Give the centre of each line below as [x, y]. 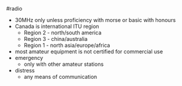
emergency [29, 58]
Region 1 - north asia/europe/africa [67, 45]
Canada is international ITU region [57, 26]
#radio [14, 9]
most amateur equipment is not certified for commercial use [89, 52]
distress [25, 70]
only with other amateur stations [63, 64]
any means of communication [60, 77]
